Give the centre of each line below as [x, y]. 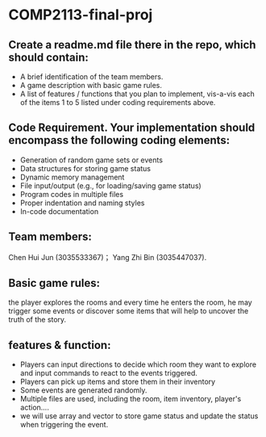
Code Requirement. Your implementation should [132, 128]
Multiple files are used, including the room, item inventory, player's [131, 399]
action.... [35, 408]
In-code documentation [59, 211]
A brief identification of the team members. [91, 77]
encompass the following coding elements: [119, 140]
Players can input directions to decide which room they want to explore [138, 364]
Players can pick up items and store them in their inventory [118, 382]
